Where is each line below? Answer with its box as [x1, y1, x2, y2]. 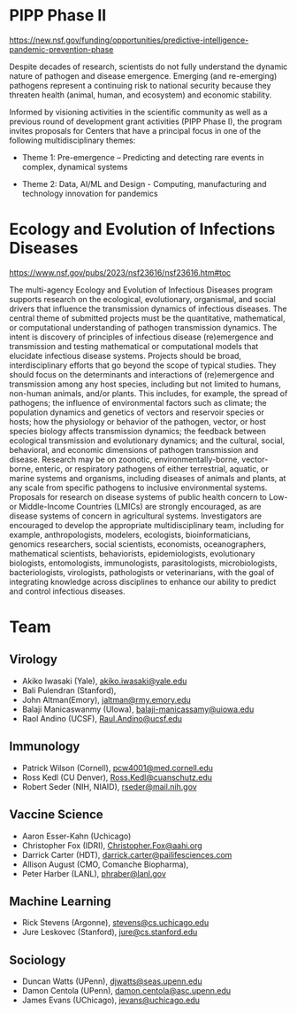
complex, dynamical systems [21, 161, 128, 172]
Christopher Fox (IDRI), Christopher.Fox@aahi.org [21, 839, 203, 851]
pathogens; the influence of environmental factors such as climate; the [9, 397, 267, 408]
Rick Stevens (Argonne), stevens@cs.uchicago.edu [21, 917, 209, 928]
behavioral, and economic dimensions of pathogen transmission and [9, 444, 259, 455]
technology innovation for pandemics [21, 188, 158, 199]
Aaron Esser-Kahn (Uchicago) [21, 831, 132, 841]
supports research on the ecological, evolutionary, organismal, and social [9, 293, 276, 304]
